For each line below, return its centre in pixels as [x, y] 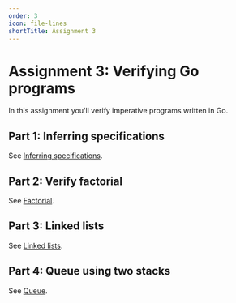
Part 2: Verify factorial [66, 181]
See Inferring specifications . [56, 156]
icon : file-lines [38, 23]
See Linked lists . [36, 245]
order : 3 [23, 16]
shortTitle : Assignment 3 [52, 31]
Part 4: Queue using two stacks [90, 271]
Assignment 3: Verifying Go [104, 71]
